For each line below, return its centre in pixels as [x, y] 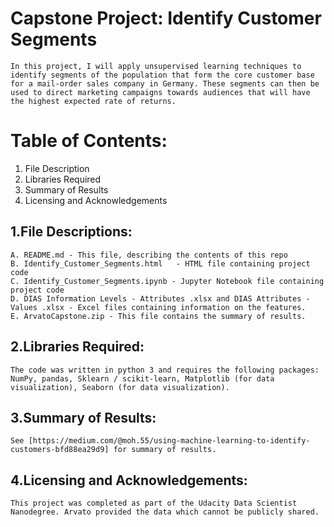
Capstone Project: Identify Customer [166, 18]
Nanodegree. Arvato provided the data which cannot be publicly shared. [165, 512]
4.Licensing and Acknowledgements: [129, 480]
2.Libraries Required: [77, 347]
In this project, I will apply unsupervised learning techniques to [156, 66]
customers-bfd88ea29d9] [60, 450]
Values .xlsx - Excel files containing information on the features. [158, 307]
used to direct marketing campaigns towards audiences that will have [160, 92]
